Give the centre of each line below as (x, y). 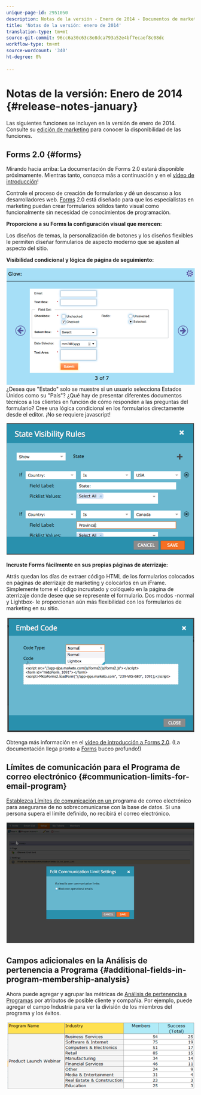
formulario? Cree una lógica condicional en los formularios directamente (95, 408)
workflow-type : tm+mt (33, 44)
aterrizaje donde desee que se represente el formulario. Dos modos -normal (100, 596)
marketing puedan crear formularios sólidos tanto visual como (83, 206)
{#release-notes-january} (72, 106)
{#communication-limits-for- (134, 777)
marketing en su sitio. (33, 608)
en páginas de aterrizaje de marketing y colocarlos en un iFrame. (86, 583)
